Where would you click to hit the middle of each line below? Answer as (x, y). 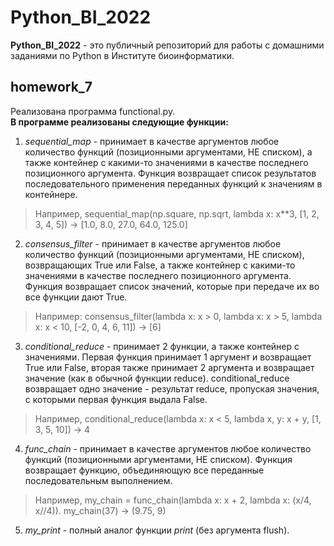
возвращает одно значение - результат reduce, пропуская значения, (172, 388)
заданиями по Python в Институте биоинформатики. (122, 55)
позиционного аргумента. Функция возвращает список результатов (170, 173)
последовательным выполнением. (98, 480)
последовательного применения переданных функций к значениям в (173, 183)
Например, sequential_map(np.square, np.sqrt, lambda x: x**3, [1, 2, (177, 213)
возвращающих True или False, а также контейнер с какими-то (160, 265)
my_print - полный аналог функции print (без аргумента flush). (157, 530)
